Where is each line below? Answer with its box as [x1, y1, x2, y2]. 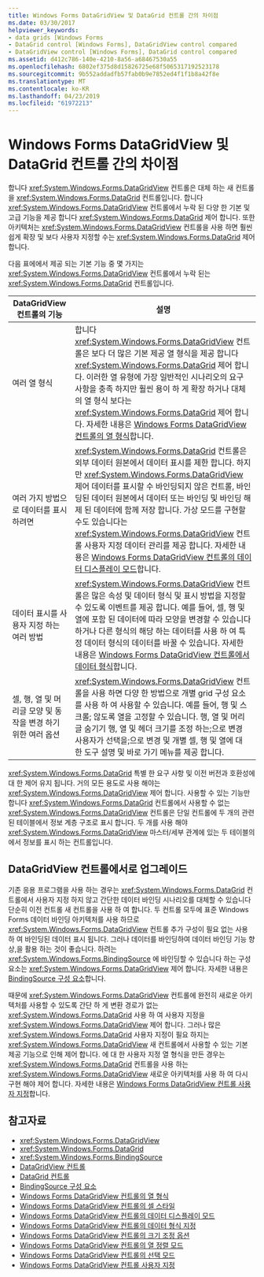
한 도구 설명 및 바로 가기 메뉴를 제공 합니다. [74, 747, 225, 758]
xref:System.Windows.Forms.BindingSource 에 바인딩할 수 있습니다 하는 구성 [8, 954, 251, 963]
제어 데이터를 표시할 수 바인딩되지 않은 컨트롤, [74, 481, 235, 492]
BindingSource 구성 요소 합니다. [8, 974, 106, 983]
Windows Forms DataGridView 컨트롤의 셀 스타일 [19, 1201, 175, 1210]
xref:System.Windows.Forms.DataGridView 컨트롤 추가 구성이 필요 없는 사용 [8, 924, 249, 934]
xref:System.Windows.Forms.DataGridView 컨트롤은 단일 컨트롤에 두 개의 [8, 808, 240, 818]
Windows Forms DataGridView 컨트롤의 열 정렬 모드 [19, 1240, 184, 1249]
